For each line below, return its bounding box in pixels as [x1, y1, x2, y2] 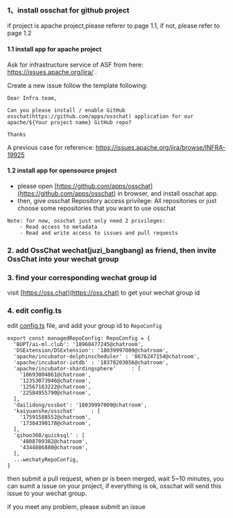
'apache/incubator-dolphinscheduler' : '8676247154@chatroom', [13, 353, 200, 361]
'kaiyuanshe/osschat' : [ [13, 408, 101, 415]
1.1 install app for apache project [7, 44, 102, 53]
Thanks [7, 131, 26, 138]
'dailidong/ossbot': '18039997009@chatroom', [13, 402, 148, 409]
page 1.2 [7, 29, 32, 37]
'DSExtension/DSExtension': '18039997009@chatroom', [13, 347, 169, 354]
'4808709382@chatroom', [19, 438, 89, 445]
